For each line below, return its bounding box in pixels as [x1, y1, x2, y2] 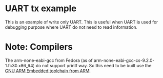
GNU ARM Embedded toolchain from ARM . [5, 68, 91, 74]
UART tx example [5, 3, 77, 14]
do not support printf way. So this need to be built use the [36, 62, 152, 68]
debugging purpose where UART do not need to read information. [5, 24, 138, 30]
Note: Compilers [5, 41, 73, 53]
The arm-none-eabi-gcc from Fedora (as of [5, 57, 93, 63]
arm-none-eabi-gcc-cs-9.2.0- [93, 57, 155, 63]
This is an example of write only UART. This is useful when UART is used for [5, 19, 158, 25]
